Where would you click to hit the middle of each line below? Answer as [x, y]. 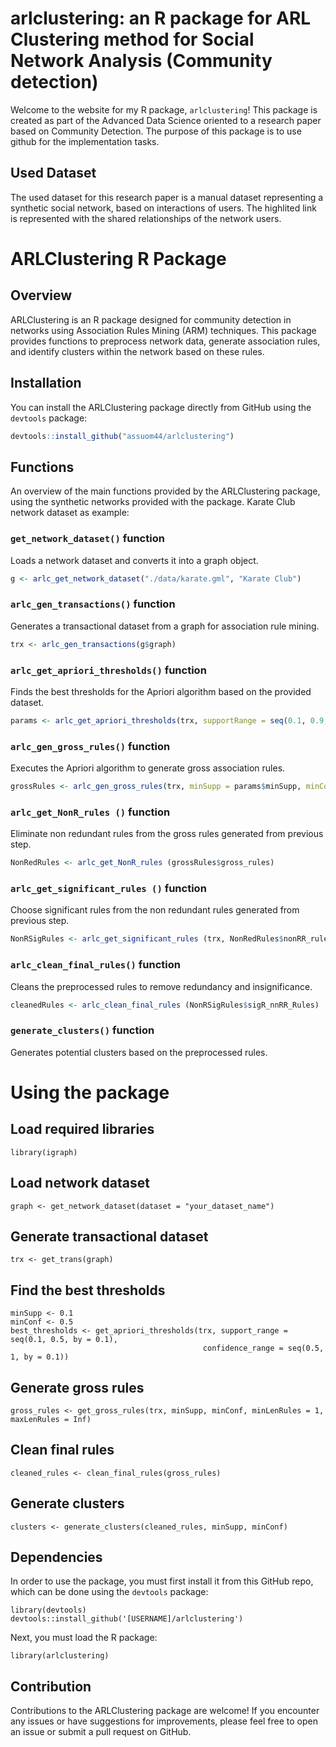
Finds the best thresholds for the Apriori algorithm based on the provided [161, 691]
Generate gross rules [77, 1387]
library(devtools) [48, 1610]
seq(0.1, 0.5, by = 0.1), [64, 1340]
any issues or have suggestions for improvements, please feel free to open [164, 1721]
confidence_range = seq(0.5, [263, 1348]
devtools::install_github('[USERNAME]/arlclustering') [127, 1619]
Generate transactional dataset [109, 1236]
